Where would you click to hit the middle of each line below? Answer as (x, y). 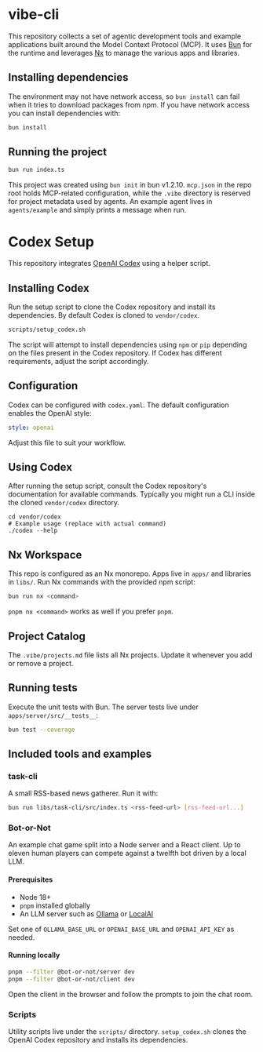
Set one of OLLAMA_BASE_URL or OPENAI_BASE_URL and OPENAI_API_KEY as (121, 929)
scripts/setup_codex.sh (47, 330)
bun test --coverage (42, 730)
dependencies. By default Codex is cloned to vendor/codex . (104, 315)
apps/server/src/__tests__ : (53, 715)
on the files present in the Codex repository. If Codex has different (115, 353)
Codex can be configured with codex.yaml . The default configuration (119, 405)
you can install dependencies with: (64, 113)
